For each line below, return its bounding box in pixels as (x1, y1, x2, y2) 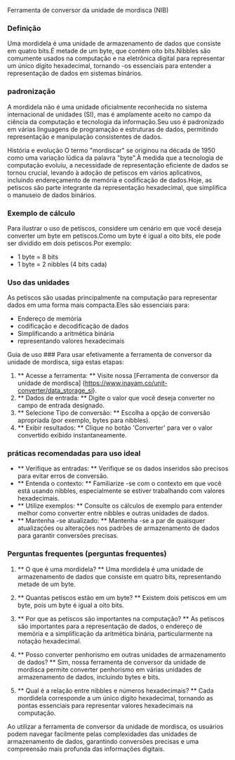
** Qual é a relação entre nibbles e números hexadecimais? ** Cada (17, 686, 214, 695)
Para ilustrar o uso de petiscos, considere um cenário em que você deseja (7, 224, 222, 232)
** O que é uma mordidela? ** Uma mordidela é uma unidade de (17, 564, 203, 574)
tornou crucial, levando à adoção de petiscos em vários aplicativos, (7, 168, 203, 177)
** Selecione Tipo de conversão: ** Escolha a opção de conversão (17, 409, 210, 417)
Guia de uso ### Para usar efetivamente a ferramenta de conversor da (7, 351, 212, 359)
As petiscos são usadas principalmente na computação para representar (7, 294, 217, 302)
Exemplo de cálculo (7, 208, 76, 218)
